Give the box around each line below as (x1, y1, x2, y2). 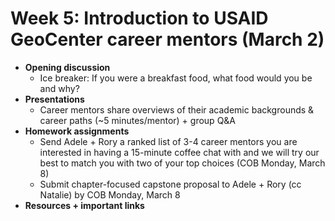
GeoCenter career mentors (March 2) (10, 28, 325, 51)
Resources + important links (24, 199, 145, 211)
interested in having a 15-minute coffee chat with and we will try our (39, 146, 320, 158)
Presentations (24, 93, 85, 105)
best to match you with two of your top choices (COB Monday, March (39, 157, 326, 169)
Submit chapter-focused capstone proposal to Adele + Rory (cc (39, 178, 302, 190)
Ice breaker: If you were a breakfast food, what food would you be (39, 72, 313, 84)
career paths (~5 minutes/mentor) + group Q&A (39, 114, 237, 126)
